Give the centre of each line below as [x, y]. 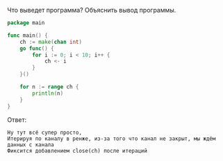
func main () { [28, 35]
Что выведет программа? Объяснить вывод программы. [92, 10]
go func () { [37, 48]
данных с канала [31, 145]
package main [26, 23]
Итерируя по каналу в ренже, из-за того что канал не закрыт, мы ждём [111, 139]
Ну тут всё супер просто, [44, 132]
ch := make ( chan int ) [51, 42]
